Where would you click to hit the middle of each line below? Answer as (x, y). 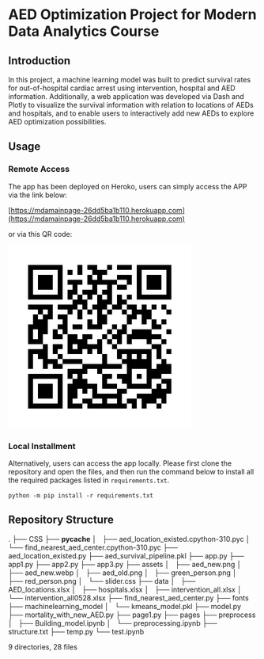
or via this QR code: (40, 234)
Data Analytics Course (84, 31)
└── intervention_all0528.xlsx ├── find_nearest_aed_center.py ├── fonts (128, 598)
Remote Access (39, 170)
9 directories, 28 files (43, 646)
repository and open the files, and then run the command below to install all (131, 471)
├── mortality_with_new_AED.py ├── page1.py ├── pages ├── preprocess (132, 615)
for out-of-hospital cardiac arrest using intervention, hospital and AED (122, 88)
